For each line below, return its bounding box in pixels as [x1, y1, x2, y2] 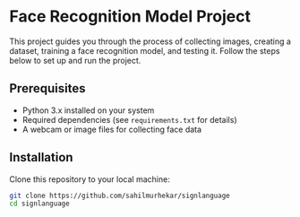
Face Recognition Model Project [9, 6, 252, 27]
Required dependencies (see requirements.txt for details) [21, 114, 237, 125]
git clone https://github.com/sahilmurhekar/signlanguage [9, 191, 230, 200]
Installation [9, 150, 73, 165]
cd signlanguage [9, 199, 70, 208]
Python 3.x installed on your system [21, 105, 155, 116]
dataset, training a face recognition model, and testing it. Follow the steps [9, 45, 280, 56]
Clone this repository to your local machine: [9, 173, 170, 185]
